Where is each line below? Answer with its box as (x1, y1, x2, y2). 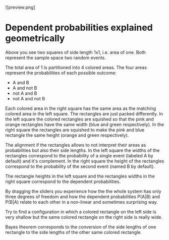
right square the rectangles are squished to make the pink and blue (5, 127, 145, 133)
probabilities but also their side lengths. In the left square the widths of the (5, 147, 160, 153)
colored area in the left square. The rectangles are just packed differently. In (5, 110, 163, 116)
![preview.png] (5, 5, 35, 10)
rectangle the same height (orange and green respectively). (5, 132, 129, 138)
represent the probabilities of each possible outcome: (5, 70, 117, 76)
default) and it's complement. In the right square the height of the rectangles (5, 158, 164, 164)
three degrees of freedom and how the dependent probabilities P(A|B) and (5, 194, 160, 200)
